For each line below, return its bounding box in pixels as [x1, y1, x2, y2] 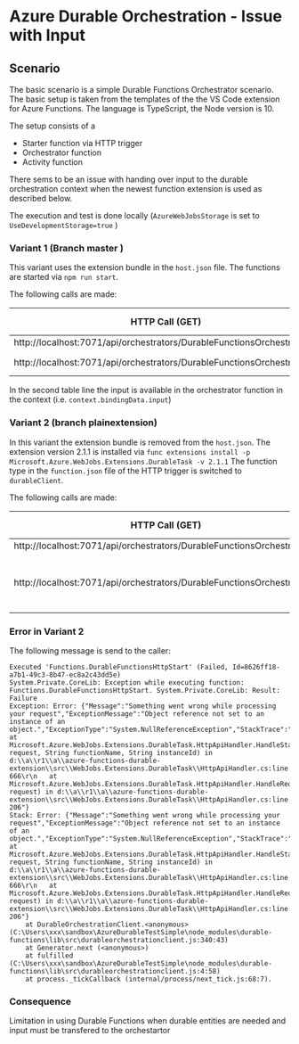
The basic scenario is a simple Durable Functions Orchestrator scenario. [9, 85, 274, 95]
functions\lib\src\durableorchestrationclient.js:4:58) [9, 966, 221, 975]
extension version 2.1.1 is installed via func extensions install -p [9, 446, 251, 456]
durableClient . [9, 474, 64, 485]
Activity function [21, 157, 83, 167]
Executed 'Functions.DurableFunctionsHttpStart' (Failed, [9, 662, 229, 671]
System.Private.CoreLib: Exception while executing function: [9, 678, 245, 687]
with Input [9, 25, 86, 45]
